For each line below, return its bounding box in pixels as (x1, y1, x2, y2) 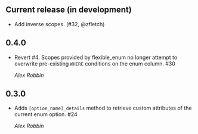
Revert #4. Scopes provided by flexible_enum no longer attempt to (14, 54, 178, 61)
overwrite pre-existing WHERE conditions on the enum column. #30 (14, 60, 175, 67)
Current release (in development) (5, 5, 132, 15)
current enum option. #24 (14, 111, 78, 118)
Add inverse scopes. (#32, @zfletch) (14, 20, 105, 27)
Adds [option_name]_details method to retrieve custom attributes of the (14, 104, 192, 112)
